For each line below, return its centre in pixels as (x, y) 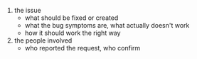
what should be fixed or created (71, 18)
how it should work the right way (73, 33)
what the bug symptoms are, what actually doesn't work (107, 25)
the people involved (43, 41)
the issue (27, 10)
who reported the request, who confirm (82, 48)
